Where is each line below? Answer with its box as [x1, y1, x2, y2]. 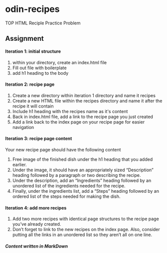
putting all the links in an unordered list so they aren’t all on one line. [12, 232, 153, 238]
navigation [12, 124, 34, 130]
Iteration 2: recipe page [5, 81, 55, 88]
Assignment [5, 34, 44, 43]
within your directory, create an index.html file [12, 59, 107, 65]
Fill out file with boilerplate [12, 65, 67, 71]
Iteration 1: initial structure [5, 48, 61, 54]
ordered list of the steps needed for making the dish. [12, 193, 121, 199]
